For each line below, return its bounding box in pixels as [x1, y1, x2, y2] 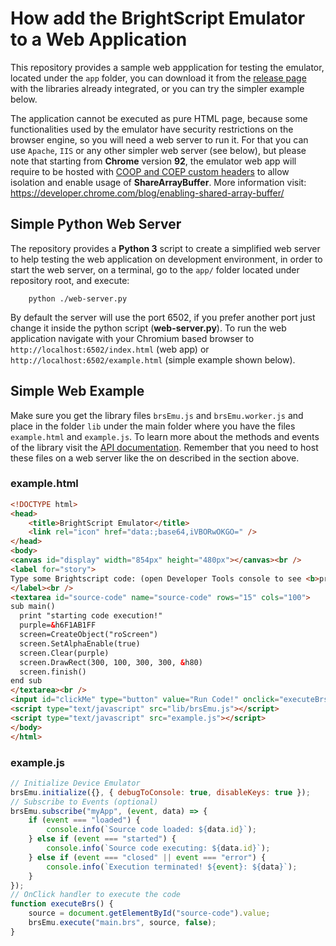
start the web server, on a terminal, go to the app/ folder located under [10, 263, 300, 276]
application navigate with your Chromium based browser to [10, 332, 255, 344]
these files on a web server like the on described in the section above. [10, 452, 300, 464]
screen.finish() [19, 667, 87, 677]
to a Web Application [10, 28, 188, 51]
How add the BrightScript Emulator [10, 7, 306, 30]
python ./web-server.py [28, 293, 128, 304]
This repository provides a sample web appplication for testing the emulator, [10, 61, 325, 73]
